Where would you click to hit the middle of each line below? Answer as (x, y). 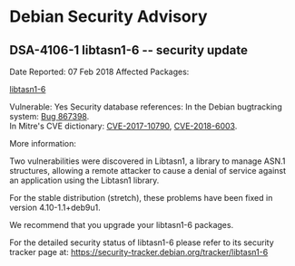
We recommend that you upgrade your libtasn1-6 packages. (122, 225)
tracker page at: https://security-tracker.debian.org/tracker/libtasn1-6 (139, 252)
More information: (43, 143)
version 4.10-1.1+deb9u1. (55, 207)
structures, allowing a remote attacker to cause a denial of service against (148, 171)
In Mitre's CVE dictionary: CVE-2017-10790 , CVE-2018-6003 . (123, 126)
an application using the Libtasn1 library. (84, 180)
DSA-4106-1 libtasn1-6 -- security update (128, 50)
